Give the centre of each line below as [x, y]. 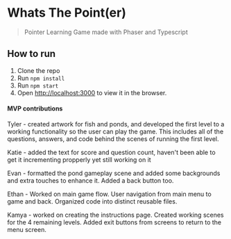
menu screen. [27, 229]
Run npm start [38, 85]
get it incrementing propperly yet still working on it [79, 159]
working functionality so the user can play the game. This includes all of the [115, 131]
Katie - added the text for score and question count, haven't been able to [112, 152]
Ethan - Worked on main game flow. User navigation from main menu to [109, 194]
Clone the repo [38, 70]
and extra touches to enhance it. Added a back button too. [91, 180]
